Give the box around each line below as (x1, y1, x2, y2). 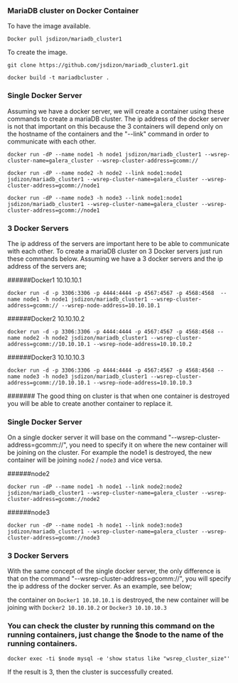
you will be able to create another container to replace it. (7, 399, 173, 407)
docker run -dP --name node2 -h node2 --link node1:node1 (7, 169, 183, 176)
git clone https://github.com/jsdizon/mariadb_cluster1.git (7, 62, 190, 69)
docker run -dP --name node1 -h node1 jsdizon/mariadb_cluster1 (7, 151, 202, 158)
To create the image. (7, 48, 68, 57)
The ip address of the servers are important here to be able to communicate (7, 239, 229, 247)
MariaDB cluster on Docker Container (7, 6, 139, 16)
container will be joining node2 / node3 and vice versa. (7, 456, 163, 464)
